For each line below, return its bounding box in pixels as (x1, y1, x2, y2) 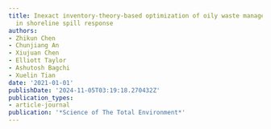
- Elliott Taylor (8, 57, 67, 65)
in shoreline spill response (15, 19, 114, 27)
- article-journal (8, 101, 70, 109)
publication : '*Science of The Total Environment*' (8, 109, 186, 117)
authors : (8, 26, 38, 34)
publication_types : (8, 94, 74, 102)
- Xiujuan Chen (8, 49, 60, 57)
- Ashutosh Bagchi (8, 64, 70, 72)
